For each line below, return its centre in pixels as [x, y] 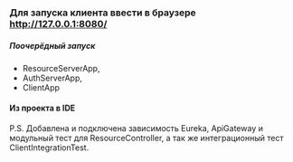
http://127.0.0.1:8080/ [58, 24]
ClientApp [41, 87]
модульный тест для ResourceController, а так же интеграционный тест [146, 138]
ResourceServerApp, [61, 68]
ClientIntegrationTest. [49, 148]
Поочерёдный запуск [52, 45]
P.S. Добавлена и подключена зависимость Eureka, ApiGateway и [137, 129]
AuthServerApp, [52, 78]
